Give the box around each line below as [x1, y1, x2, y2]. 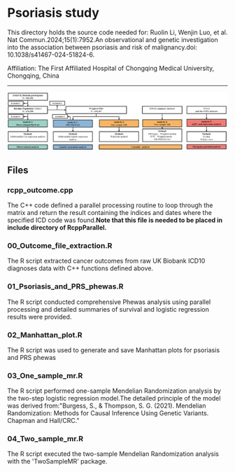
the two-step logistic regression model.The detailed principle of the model [7, 394, 221, 403]
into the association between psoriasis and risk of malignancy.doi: [7, 43, 197, 51]
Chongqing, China [7, 71, 59, 80]
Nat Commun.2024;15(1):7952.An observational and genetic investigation [7, 35, 218, 43]
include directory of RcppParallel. [7, 223, 107, 232]
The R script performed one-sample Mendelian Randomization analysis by [7, 387, 222, 395]
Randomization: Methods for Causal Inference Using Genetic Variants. [7, 409, 209, 417]
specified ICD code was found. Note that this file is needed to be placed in [7, 216, 222, 224]
